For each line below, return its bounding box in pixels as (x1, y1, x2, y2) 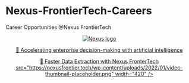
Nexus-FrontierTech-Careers (5, 4, 152, 18)
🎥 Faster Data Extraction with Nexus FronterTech (40, 58, 159, 65)
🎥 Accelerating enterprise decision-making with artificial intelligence (15, 46, 183, 54)
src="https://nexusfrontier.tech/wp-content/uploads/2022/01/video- (15, 64, 183, 71)
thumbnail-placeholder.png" (45, 70, 114, 77)
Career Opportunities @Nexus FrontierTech (5, 24, 112, 31)
